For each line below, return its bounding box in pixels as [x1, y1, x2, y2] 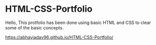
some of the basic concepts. [5, 24, 64, 30]
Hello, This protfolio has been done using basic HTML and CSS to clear [5, 20, 151, 25]
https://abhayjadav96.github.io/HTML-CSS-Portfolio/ [5, 34, 114, 40]
